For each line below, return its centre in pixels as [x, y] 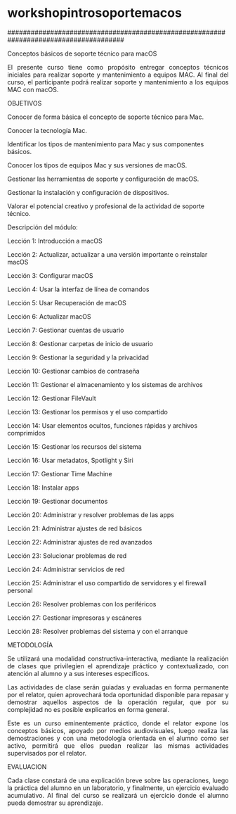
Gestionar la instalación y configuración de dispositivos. [88, 192]
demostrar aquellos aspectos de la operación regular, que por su [118, 702]
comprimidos [26, 433]
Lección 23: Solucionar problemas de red [67, 555]
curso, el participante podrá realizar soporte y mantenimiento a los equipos [118, 82]
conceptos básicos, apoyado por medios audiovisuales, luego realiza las [118, 730]
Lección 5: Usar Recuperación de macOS [67, 303]
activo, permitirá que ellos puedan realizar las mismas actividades [118, 745]
